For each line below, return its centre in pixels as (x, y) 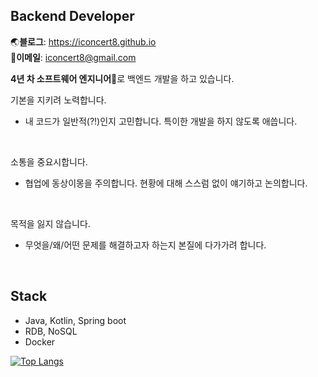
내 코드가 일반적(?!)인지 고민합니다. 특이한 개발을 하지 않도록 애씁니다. (161, 121)
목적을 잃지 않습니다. (50, 223)
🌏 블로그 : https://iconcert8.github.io (83, 41)
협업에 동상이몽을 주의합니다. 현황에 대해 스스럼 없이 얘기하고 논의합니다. (166, 183)
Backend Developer (72, 16)
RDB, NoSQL (51, 331)
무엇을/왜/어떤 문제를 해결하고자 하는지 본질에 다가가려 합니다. (145, 245)
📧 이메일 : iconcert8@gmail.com (73, 57)
